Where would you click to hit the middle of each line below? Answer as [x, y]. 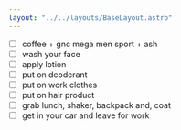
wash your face [51, 54]
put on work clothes [59, 85]
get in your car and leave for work [85, 115]
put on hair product [58, 95]
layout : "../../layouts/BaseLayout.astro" [90, 18]
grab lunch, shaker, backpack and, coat [96, 105]
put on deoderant [54, 75]
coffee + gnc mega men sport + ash [90, 44]
